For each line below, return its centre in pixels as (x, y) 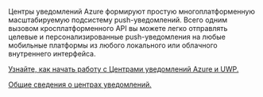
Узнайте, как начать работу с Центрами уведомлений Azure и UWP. (124, 69)
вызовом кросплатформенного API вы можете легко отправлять (118, 28)
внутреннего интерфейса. (52, 54)
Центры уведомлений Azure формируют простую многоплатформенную (132, 12)
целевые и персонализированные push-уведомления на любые (117, 37)
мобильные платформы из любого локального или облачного (113, 45)
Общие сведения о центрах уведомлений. (80, 84)
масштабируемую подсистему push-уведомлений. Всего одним (118, 20)
